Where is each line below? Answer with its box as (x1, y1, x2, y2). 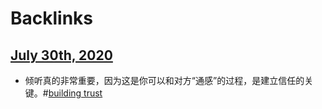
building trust (48, 87, 103, 99)
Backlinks (10, 7, 94, 30)
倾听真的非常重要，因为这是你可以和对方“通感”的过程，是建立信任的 (24, 75, 305, 86)
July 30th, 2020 (10, 47, 113, 64)
